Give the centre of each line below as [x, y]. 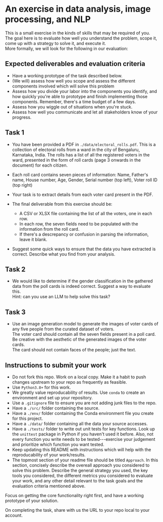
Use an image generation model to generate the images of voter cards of [85, 324]
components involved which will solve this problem [63, 86]
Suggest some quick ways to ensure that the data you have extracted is [84, 249]
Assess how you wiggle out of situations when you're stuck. [72, 107]
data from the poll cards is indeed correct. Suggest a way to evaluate [81, 286]
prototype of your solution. [32, 500]
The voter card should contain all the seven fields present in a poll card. [84, 334]
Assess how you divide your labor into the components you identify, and [84, 91]
